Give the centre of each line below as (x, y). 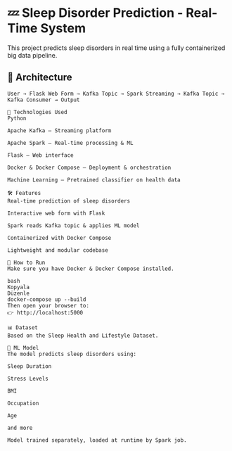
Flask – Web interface (40, 155)
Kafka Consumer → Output (44, 100)
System (63, 28)
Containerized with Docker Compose (59, 238)
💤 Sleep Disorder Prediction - (95, 13)
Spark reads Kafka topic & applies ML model (73, 225)
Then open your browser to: (49, 305)
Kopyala (19, 287)
